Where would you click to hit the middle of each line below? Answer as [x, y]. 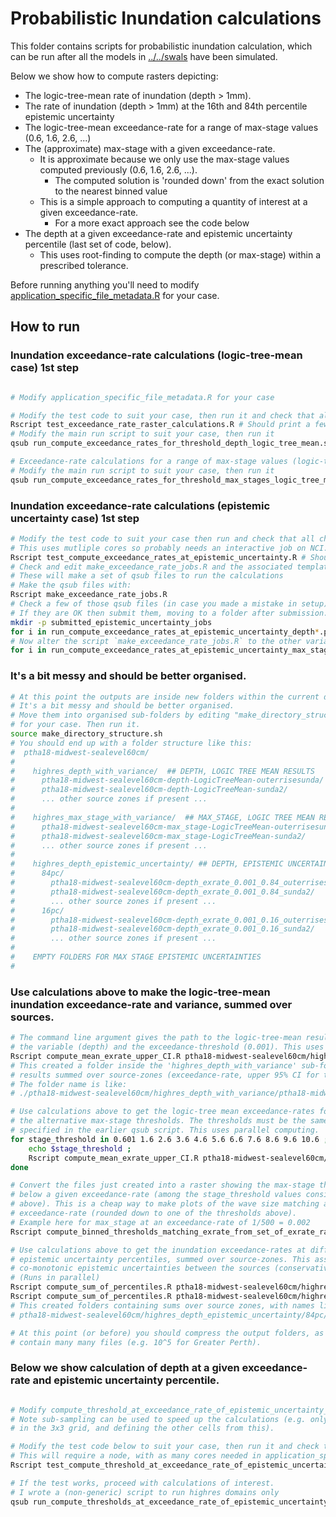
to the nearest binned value [111, 191]
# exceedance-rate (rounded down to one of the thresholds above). [154, 1213]
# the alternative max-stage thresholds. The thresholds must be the [158, 1121]
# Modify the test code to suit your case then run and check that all [162, 538]
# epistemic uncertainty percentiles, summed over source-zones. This [160, 1259]
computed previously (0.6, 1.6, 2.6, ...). [118, 169]
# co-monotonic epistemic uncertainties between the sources [140, 1268]
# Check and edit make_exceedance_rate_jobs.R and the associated [151, 567]
